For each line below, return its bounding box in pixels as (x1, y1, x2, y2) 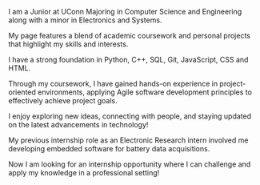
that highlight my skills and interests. (8, 39, 129, 49)
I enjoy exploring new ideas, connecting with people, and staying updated (8, 111, 252, 121)
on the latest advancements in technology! (8, 120, 149, 129)
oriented (8, 87, 36, 97)
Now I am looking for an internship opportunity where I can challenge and (8, 159, 251, 169)
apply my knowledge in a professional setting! (8, 168, 160, 177)
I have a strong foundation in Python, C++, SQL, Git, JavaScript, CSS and (8, 55, 249, 64)
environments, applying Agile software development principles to (37, 87, 252, 97)
